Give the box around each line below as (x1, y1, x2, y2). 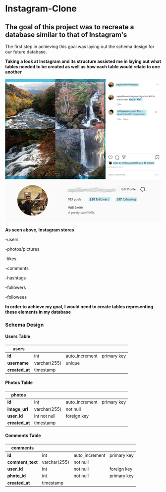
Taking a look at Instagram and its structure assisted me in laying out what (5, 58, 162, 64)
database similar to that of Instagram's (5, 30, 127, 39)
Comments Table (5, 433, 41, 438)
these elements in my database (5, 309, 71, 315)
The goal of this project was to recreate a (5, 23, 134, 31)
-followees (5, 294, 27, 300)
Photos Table (5, 380, 33, 385)
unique (65, 360, 80, 366)
